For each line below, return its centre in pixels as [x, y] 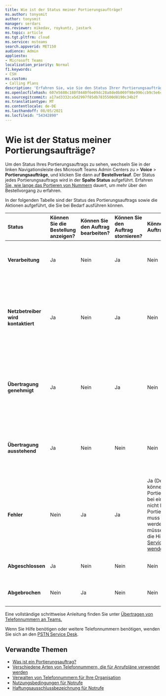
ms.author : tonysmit [26, 14]
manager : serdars [23, 23]
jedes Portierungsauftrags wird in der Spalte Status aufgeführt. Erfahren [79, 180]
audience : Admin [22, 51]
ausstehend [22, 451]
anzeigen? [63, 236]
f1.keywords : [19, 70]
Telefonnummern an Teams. [34, 619]
